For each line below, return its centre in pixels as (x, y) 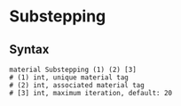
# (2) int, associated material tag (77, 86)
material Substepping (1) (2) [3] (73, 69)
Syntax (29, 49)
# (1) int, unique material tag (69, 77)
